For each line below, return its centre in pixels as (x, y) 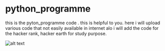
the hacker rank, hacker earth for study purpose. (56, 33)
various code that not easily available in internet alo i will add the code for (82, 28)
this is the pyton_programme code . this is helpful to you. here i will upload (83, 23)
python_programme (48, 9)
